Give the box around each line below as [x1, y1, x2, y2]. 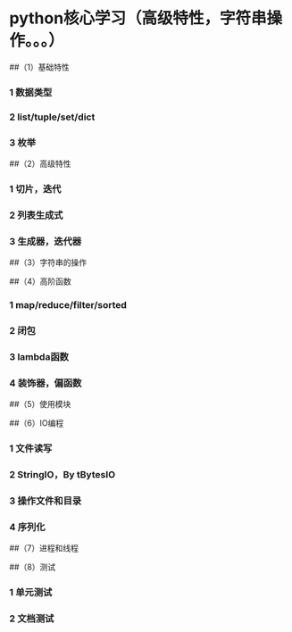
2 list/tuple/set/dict [9, 111, 96, 123]
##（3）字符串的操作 [9, 257, 88, 268]
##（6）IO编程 [9, 418, 64, 428]
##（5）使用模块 [9, 399, 71, 410]
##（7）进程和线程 [9, 543, 79, 553]
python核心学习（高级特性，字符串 [9, 8, 267, 29]
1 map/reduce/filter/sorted [9, 299, 128, 312]
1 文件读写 [9, 443, 53, 455]
